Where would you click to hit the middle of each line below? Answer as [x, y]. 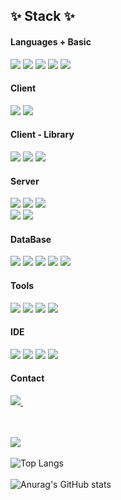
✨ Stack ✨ [42, 16]
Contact [27, 378]
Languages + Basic [51, 41]
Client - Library [42, 135]
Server [25, 181]
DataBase [31, 239]
